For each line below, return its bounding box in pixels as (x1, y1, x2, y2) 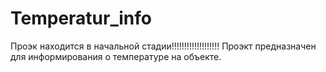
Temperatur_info (10, 7, 152, 30)
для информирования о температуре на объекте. (10, 50, 222, 62)
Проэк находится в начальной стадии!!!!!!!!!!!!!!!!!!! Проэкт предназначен (10, 40, 317, 52)
